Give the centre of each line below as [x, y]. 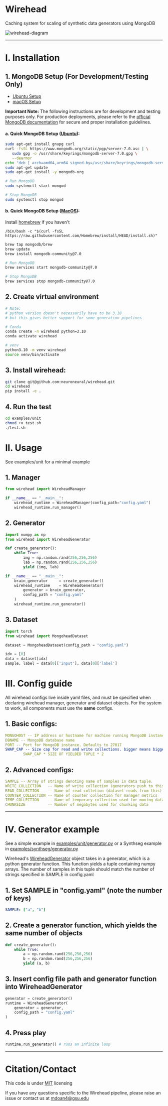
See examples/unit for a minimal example [47, 462]
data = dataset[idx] [27, 659]
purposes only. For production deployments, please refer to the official [78, 116]
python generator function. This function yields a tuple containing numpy [80, 864]
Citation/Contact [41, 1069]
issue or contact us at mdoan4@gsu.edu [47, 1098]
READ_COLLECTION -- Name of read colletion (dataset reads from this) [84, 791]
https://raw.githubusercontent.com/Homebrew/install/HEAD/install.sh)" [81, 235]
